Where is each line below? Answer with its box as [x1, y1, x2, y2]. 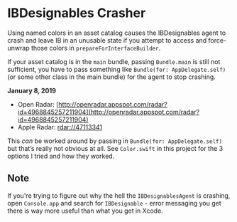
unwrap [7, 43, 30, 52]
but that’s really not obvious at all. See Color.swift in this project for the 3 [7, 144, 224, 152]
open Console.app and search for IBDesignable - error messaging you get [7, 199, 221, 207]
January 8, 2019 [7, 86, 57, 95]
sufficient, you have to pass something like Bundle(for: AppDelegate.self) [7, 65, 226, 73]
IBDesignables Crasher [7, 5, 146, 21]
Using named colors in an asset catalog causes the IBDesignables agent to [7, 28, 226, 37]
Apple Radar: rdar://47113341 [17, 122, 103, 131]
